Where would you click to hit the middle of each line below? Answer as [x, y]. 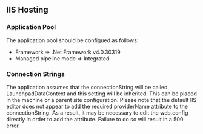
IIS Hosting [27, 10]
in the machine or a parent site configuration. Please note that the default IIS [101, 100]
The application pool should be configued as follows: [72, 40]
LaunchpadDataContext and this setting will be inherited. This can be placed [101, 94]
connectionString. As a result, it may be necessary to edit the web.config [97, 113]
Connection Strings [35, 74]
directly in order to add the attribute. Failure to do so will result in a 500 [95, 119]
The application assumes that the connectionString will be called [87, 87]
